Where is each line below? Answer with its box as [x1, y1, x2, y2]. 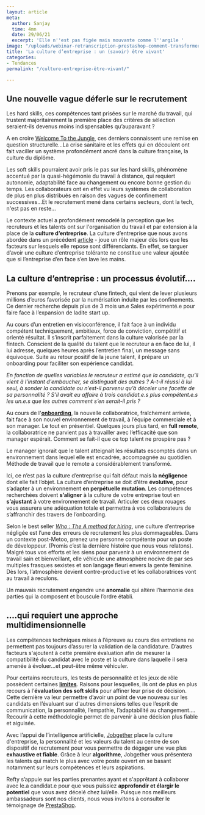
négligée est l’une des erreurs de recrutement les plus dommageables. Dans [6, 529, 198, 536]
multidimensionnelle [6, 620, 87, 631]
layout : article [6, 9, 48, 15]
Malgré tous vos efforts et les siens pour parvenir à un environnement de [6, 549, 190, 556]
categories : [6, 54, 37, 60]
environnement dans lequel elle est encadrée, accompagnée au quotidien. [6, 454, 193, 461]
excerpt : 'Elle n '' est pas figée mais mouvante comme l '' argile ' [12, 37, 184, 43]
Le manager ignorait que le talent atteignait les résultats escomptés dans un [6, 447, 197, 454]
